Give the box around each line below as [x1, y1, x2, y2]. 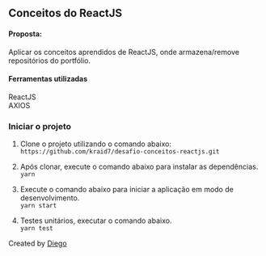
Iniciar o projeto [8, 120, 71, 132]
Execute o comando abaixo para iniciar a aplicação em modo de [19, 185, 234, 195]
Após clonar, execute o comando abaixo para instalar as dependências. [19, 162, 259, 172]
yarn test [19, 225, 54, 233]
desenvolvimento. [19, 193, 80, 203]
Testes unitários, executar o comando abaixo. [19, 216, 172, 225]
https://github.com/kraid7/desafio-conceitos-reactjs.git [19, 148, 220, 156]
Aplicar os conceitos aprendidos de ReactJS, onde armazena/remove [8, 47, 240, 57]
